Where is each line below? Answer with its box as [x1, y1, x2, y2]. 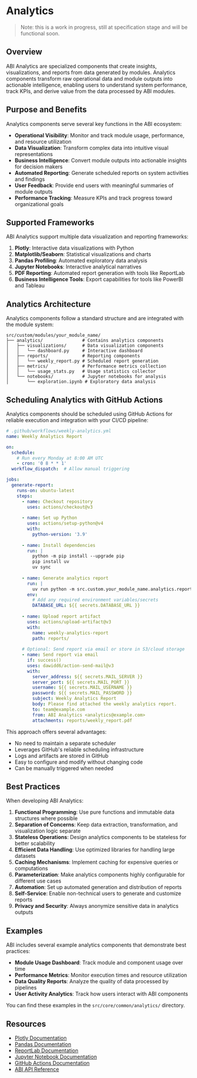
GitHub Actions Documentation [14, 1059, 90, 1066]
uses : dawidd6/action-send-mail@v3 [27, 662, 114, 669]
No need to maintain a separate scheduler [14, 739, 116, 747]
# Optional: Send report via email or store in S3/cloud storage [21, 646, 185, 652]
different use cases [14, 877, 62, 884]
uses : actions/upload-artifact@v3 [27, 619, 111, 625]
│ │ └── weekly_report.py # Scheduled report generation [6, 358, 159, 364]
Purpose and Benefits [6, 105, 87, 115]
